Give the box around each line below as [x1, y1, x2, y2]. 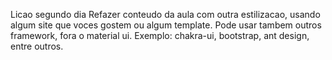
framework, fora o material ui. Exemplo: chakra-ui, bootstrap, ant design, [10, 30, 310, 41]
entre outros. [10, 40, 64, 52]
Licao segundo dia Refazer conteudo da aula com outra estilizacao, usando [10, 9, 321, 20]
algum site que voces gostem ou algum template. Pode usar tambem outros [10, 19, 322, 31]
